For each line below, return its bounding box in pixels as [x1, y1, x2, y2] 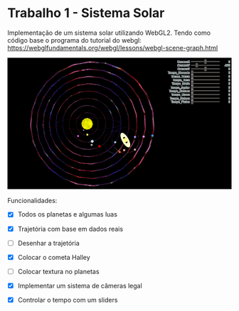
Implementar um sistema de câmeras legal [17, 281, 142, 290]
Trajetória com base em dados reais [17, 224, 123, 233]
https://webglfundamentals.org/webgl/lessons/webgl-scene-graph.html [7, 43, 218, 52]
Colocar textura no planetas [17, 267, 100, 275]
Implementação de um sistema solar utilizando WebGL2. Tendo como [7, 28, 211, 37]
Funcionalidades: [7, 197, 58, 205]
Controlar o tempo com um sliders [17, 295, 118, 304]
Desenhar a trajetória [17, 239, 80, 247]
